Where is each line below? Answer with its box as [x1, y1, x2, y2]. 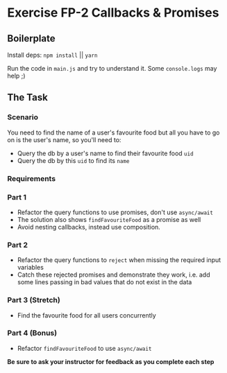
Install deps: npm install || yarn [7, 51, 98, 59]
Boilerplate [7, 33, 56, 44]
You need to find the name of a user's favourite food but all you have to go [7, 128, 220, 137]
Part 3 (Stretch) [7, 295, 60, 305]
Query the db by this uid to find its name [17, 156, 130, 164]
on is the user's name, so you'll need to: [7, 135, 121, 144]
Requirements [7, 173, 56, 183]
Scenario [7, 112, 38, 122]
